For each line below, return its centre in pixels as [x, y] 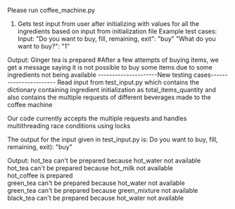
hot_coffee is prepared [40, 176]
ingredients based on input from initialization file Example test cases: [117, 31]
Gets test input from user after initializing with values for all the [108, 24]
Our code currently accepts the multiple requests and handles [97, 118]
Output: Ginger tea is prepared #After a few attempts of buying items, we [113, 60]
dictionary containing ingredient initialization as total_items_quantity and [112, 90]
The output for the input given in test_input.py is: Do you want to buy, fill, [113, 139]
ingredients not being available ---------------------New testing [100, 75]
